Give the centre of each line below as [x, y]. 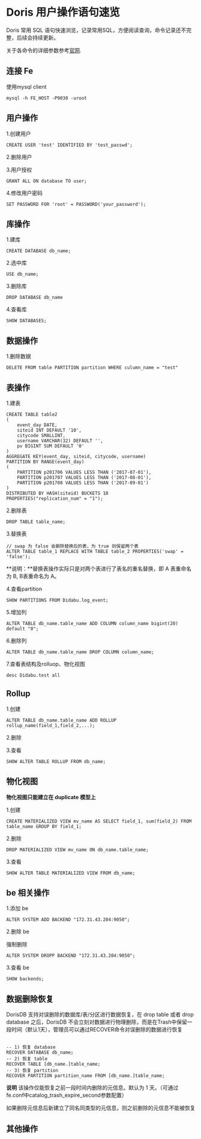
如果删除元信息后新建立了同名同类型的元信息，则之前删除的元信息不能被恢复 [101, 1108]
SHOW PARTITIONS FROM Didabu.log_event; [58, 600]
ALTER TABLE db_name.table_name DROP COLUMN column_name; [80, 652]
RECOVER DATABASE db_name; [40, 1053]
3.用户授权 [19, 169]
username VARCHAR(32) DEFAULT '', [60, 441]
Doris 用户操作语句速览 [63, 12]
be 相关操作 [28, 893]
